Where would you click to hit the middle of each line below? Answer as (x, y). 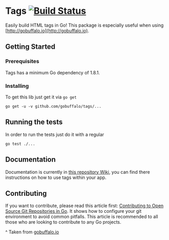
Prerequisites (22, 62)
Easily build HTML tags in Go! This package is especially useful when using (84, 25)
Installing (17, 86)
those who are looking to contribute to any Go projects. (63, 222)
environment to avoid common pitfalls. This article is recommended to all (82, 217)
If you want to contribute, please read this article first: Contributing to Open (84, 206)
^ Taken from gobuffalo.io (32, 232)
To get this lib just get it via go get (41, 97)
